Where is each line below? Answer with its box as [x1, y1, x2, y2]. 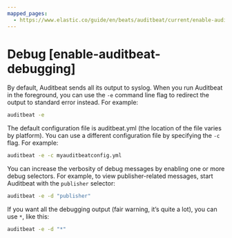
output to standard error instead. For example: [7, 98, 139, 107]
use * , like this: [7, 212, 50, 221]
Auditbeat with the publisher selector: [7, 179, 115, 188]
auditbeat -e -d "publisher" [7, 192, 91, 200]
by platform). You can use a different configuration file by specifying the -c [7, 132, 220, 140]
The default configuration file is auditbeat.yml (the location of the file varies [7, 124, 222, 132]
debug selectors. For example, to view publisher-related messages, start [7, 172, 213, 180]
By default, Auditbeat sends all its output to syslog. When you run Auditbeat [7, 83, 223, 92]
